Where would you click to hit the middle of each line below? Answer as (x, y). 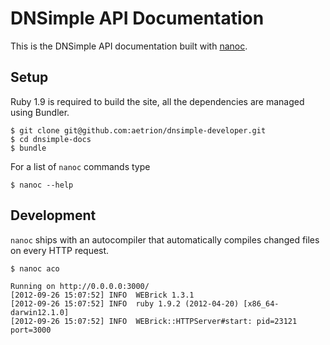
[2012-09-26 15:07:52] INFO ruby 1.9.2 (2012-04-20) (125, 303)
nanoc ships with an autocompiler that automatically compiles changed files (165, 239)
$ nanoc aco (35, 268)
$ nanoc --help (42, 185)
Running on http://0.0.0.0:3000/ (80, 286)
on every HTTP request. (60, 250)
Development (53, 215)
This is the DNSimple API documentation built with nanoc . (129, 46)
